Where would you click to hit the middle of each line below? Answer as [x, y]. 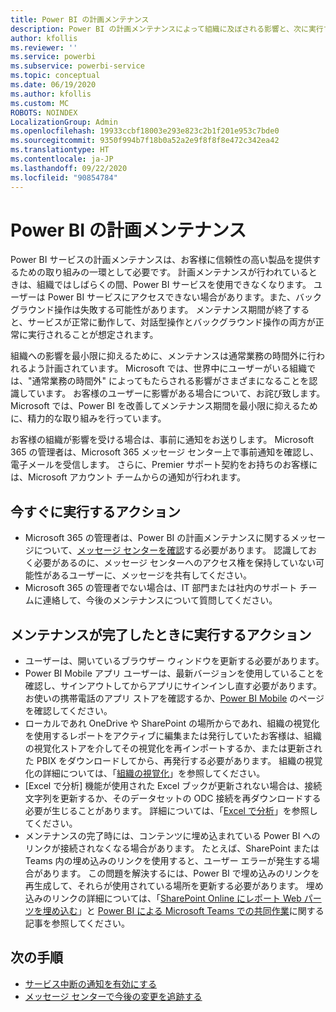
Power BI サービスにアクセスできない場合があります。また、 [171, 297]
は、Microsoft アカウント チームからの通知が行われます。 [128, 477]
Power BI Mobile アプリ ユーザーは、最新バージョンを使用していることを [174, 673]
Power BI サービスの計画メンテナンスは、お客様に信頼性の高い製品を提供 [161, 260]
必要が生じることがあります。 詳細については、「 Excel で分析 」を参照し [171, 811]
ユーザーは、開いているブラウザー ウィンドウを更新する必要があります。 [174, 661]
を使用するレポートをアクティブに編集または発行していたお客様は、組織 [173, 736]
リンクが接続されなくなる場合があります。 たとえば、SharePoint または [172, 848]
